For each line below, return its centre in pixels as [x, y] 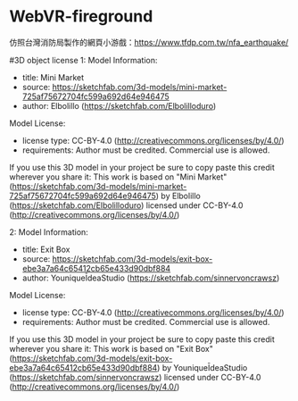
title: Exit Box [46, 249]
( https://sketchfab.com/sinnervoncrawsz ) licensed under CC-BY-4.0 [135, 377]
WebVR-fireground [81, 17]
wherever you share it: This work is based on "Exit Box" [112, 348]
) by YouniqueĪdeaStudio [203, 367]
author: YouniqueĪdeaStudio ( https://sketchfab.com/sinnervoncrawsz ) [151, 278]
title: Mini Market [53, 77]
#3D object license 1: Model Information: [83, 60]
